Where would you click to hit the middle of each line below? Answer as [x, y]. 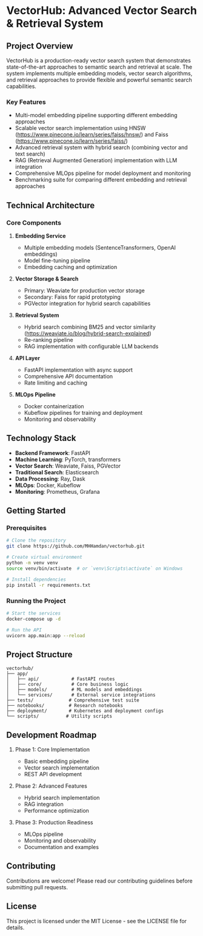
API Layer [28, 358]
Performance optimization [57, 811]
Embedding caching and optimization [71, 267]
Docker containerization [54, 406]
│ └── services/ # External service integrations [81, 695]
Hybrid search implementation [62, 798]
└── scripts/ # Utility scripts [59, 716]
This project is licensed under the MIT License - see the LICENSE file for [96, 921]
